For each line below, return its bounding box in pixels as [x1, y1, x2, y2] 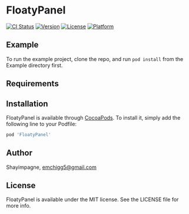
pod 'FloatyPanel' [6, 131, 51, 138]
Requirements [6, 79, 59, 89]
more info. [6, 202, 31, 209]
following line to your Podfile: [6, 120, 77, 127]
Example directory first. [6, 62, 63, 69]
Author [6, 148, 32, 158]
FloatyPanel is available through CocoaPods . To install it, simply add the [6, 114, 181, 121]
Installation [6, 98, 48, 108]
